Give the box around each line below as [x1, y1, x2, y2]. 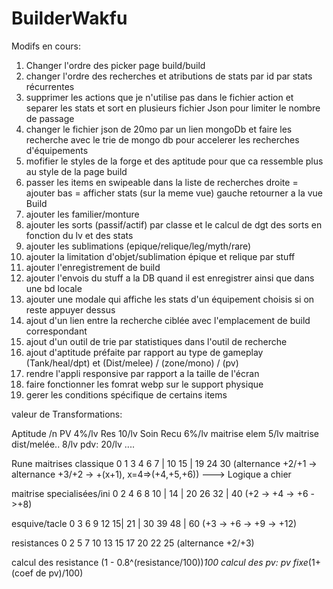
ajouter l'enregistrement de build [25, 261, 161, 273]
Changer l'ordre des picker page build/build [25, 59, 206, 71]
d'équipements [25, 144, 89, 156]
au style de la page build [25, 165, 128, 177]
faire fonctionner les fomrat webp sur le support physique [25, 378, 264, 390]
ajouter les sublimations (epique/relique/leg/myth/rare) [25, 240, 252, 252]
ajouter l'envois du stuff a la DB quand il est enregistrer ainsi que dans [25, 272, 315, 284]
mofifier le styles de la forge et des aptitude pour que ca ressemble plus [25, 155, 324, 167]
